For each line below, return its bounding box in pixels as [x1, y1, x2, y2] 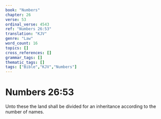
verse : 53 [5, 17, 27, 22]
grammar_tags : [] [5, 55, 43, 60]
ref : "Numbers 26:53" [5, 27, 52, 32]
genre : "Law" [5, 36, 33, 41]
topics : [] [5, 45, 29, 51]
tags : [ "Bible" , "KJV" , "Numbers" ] [5, 64, 77, 69]
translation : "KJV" [5, 31, 47, 36]
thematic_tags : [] [5, 60, 45, 65]
